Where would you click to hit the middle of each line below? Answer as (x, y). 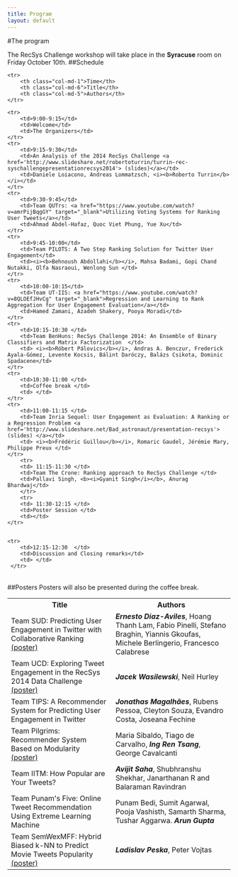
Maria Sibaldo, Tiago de (155, 735)
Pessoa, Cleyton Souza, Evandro (170, 710)
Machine (25, 824)
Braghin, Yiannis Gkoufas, (158, 634)
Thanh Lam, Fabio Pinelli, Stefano (171, 625)
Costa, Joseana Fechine (156, 719)
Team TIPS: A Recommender (58, 702)
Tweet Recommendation (51, 807)
